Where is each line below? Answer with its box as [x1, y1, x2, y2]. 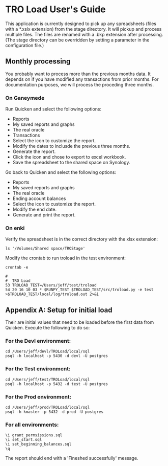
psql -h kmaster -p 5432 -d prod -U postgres [5, 409, 103, 415]
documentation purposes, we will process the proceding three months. [5, 81, 154, 87]
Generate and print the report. [12, 212, 76, 218]
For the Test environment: [5, 365, 71, 372]
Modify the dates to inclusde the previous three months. [12, 143, 131, 149]
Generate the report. [12, 148, 56, 154]
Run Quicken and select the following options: [5, 106, 102, 112]
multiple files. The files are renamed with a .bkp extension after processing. [5, 31, 163, 37]
